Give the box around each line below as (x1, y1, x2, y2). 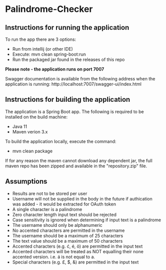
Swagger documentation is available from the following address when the (5, 76, 156, 81)
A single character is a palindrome (12, 206, 83, 212)
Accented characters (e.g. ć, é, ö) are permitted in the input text (12, 243, 143, 249)
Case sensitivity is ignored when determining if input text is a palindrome (12, 217, 161, 223)
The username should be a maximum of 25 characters (12, 232, 123, 239)
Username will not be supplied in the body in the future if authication (12, 196, 153, 202)
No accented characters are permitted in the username (12, 227, 125, 233)
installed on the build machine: (5, 114, 68, 120)
